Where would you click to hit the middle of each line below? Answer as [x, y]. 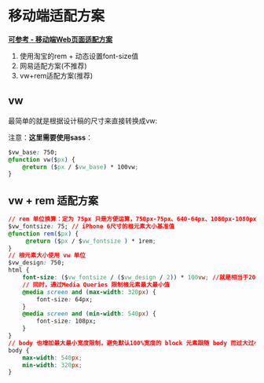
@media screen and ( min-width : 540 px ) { [89, 314]
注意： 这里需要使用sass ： [50, 137]
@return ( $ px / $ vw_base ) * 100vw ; [81, 167]
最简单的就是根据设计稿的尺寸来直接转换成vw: [83, 120]
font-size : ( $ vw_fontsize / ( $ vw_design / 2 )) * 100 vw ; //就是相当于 [136, 278]
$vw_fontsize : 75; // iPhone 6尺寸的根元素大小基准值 [92, 226]
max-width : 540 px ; [52, 358]
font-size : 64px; [64, 299]
